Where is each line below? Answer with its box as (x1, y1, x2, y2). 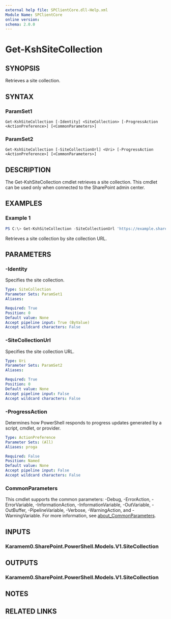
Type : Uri (5, 358, 26, 363)
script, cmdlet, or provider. (5, 425, 61, 431)
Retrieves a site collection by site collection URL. (5, 235, 107, 242)
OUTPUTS (5, 558, 38, 567)
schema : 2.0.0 (5, 21, 36, 27)
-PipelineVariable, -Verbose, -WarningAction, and (27, 507, 131, 513)
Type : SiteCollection (5, 287, 51, 292)
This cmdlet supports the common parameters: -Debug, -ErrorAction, (5, 496, 151, 503)
